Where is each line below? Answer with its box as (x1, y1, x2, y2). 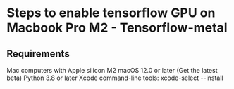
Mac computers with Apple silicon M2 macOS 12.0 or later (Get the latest (6, 67, 218, 74)
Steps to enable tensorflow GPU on (6, 5, 216, 21)
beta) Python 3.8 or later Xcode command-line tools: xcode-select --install (6, 74, 223, 82)
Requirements (6, 48, 70, 60)
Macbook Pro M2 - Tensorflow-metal (6, 20, 228, 36)
